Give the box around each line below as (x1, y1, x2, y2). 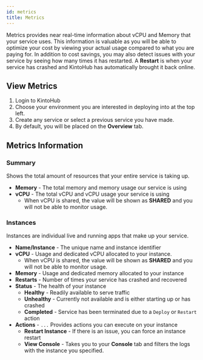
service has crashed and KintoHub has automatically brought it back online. (6, 63, 196, 70)
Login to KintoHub (15, 97, 61, 104)
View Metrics (6, 81, 58, 91)
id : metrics (6, 8, 36, 15)
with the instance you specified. (24, 347, 104, 355)
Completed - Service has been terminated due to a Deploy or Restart (24, 308, 197, 316)
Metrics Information (6, 140, 84, 150)
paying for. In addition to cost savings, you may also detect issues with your (6, 50, 196, 58)
